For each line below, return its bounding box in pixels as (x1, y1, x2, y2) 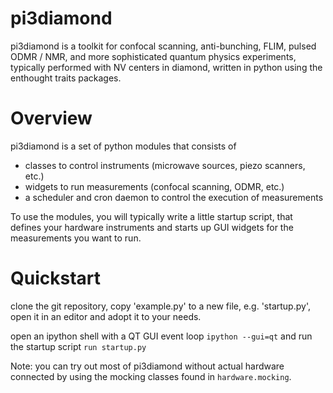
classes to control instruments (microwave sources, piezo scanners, (24, 159, 306, 171)
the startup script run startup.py (10, 340, 147, 352)
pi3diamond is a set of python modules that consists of (10, 140, 237, 152)
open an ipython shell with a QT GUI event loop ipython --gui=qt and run (10, 330, 313, 342)
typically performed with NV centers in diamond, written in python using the (10, 61, 323, 73)
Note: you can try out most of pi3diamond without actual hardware (10, 360, 285, 372)
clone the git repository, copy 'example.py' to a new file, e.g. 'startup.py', (10, 300, 311, 312)
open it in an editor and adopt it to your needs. (10, 310, 202, 322)
